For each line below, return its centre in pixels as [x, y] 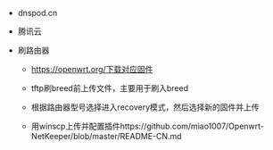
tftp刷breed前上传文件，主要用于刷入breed [110, 88]
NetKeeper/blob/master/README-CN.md [106, 136]
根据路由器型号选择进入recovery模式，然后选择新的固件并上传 [145, 107]
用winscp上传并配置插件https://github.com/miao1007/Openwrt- [148, 126]
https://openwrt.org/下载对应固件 [92, 69]
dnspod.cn [37, 13]
